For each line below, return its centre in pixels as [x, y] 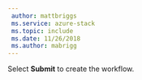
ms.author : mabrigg [44, 46]
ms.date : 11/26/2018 [46, 38]
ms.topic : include [42, 31]
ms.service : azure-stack [53, 23]
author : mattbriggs [44, 16]
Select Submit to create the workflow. [71, 69]
